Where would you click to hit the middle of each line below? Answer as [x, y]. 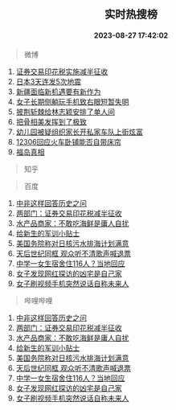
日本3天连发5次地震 [49, 81]
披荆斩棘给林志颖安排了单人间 [65, 112]
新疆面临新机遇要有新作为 [58, 92]
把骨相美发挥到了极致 [51, 121]
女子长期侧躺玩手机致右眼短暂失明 [72, 101]
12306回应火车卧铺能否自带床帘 [69, 141]
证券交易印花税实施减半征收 [62, 72]
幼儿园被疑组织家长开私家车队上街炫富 [79, 132]
